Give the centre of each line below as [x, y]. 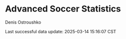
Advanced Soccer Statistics [63, 9]
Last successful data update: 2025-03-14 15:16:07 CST [61, 31]
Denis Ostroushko [23, 22]
